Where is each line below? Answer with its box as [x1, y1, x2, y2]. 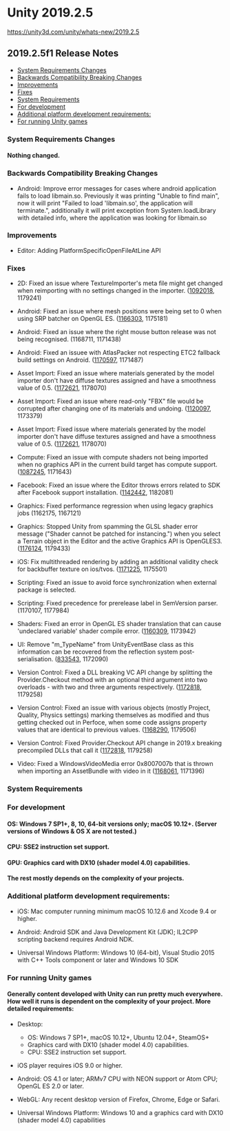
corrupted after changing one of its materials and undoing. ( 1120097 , [17, 404, 211, 413]
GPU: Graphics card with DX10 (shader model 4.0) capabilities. [7, 858, 191, 867]
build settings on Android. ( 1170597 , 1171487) [17, 356, 144, 364]
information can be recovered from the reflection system [17, 647, 178, 656]
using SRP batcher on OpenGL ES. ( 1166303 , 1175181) [17, 315, 169, 323]
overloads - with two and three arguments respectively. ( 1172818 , [17, 683, 202, 692]
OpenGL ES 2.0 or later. [17, 1081, 85, 1090]
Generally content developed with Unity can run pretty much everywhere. [7, 990, 223, 998]
